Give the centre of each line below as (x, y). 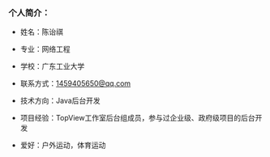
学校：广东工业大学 (52, 66)
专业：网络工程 (45, 49)
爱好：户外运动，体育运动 (63, 145)
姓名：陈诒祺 (41, 32)
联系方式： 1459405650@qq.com (75, 83)
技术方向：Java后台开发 (60, 101)
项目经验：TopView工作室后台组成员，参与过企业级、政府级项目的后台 (137, 118)
